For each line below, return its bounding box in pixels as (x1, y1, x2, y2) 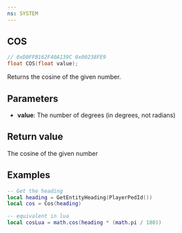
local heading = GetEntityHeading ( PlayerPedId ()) (7, 194, 153, 201)
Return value (7, 131, 63, 143)
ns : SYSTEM (7, 10, 39, 17)
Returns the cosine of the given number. (7, 73, 121, 81)
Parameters (7, 92, 59, 104)
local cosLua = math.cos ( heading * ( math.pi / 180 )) (7, 219, 162, 226)
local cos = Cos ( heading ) (7, 201, 81, 207)
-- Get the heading (7, 188, 63, 194)
